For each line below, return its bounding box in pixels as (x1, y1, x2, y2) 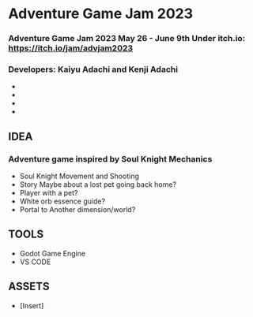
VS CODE (19, 257, 51, 267)
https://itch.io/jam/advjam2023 (8, 43, 134, 54)
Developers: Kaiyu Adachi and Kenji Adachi (8, 64, 179, 75)
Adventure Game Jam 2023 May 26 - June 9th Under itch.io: (8, 33, 246, 44)
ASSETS (8, 280, 50, 293)
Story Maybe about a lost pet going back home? (19, 180, 176, 189)
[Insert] (19, 300, 44, 310)
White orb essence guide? (19, 196, 105, 206)
